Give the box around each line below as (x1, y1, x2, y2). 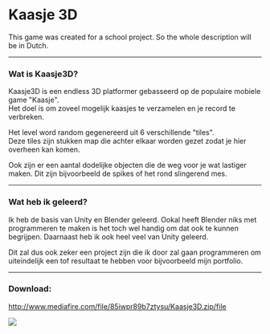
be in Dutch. (8, 40, 49, 50)
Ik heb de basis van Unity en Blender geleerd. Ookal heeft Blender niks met (8, 214, 257, 224)
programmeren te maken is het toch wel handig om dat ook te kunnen (8, 223, 239, 233)
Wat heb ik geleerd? (8, 197, 88, 208)
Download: (8, 283, 52, 295)
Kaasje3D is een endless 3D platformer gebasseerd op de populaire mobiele (8, 87, 261, 96)
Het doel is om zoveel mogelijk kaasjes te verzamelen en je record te (8, 104, 235, 113)
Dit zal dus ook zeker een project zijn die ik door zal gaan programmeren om (8, 247, 261, 257)
